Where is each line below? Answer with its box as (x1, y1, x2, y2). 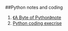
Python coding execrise (12, 20, 62, 26)
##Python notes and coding (5, 5, 63, 10)
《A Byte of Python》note (12, 15, 61, 20)
